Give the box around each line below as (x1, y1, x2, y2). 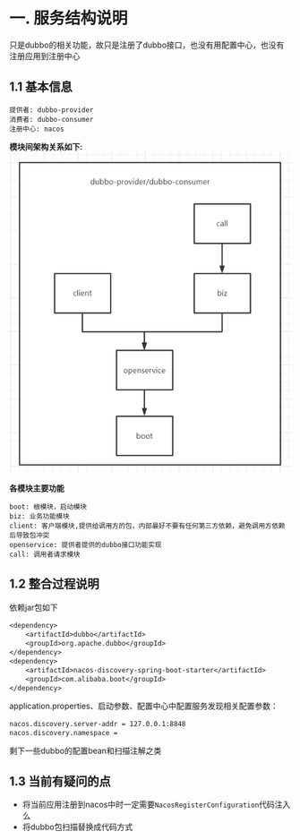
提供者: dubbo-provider (9, 105, 94, 115)
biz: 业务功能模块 (9, 511, 70, 520)
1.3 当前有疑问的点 (9, 774, 112, 789)
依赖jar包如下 (9, 602, 58, 613)
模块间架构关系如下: (9, 141, 83, 152)
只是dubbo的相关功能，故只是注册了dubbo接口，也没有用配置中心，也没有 (9, 39, 285, 50)
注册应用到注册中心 (9, 50, 81, 61)
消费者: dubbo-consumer (9, 115, 94, 124)
